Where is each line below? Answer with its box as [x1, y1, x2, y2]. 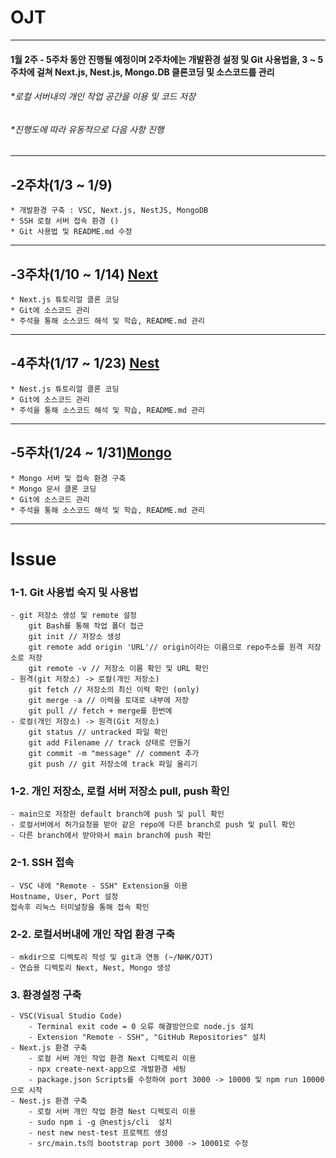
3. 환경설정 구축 [10, 987, 82, 1001]
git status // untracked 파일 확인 [28, 727, 168, 738]
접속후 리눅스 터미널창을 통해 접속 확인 [10, 902, 150, 912]
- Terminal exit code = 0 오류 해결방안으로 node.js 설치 [28, 1022, 254, 1032]
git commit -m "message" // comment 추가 [28, 749, 200, 759]
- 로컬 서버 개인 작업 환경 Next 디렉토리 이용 [28, 1054, 197, 1064]
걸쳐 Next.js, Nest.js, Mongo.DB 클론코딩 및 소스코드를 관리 [36, 66, 275, 78]
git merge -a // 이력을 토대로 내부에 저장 [28, 696, 189, 706]
